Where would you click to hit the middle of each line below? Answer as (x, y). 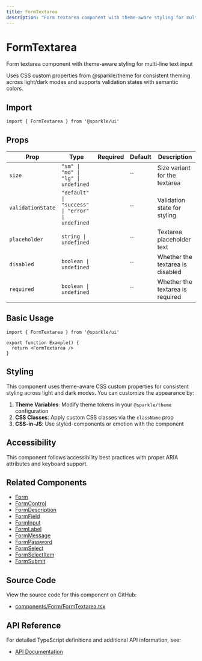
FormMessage (33, 535)
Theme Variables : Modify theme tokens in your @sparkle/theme (93, 404)
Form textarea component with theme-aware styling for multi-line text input (99, 64)
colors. (15, 89)
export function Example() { (43, 343)
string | (74, 237)
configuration (32, 410)
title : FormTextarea (32, 12)
